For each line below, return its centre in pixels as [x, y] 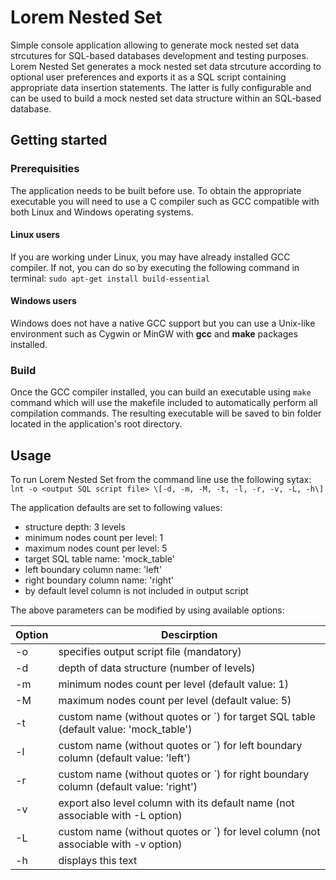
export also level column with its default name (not [176, 803]
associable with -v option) [120, 844]
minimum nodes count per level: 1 [94, 538]
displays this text [98, 861]
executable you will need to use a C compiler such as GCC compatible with [165, 201]
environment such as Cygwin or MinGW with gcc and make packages [154, 334]
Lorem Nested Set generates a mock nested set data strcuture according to [166, 66]
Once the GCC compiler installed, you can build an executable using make [161, 392]
